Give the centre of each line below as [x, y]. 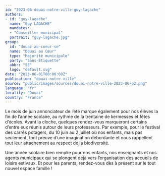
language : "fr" [21, 88]
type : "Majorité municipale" [40, 56]
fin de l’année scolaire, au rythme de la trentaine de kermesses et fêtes [78, 117]
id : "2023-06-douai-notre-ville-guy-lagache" [53, 10]
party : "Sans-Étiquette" [35, 60]
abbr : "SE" [21, 65]
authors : [14, 14]
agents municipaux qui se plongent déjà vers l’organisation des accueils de [82, 158]
